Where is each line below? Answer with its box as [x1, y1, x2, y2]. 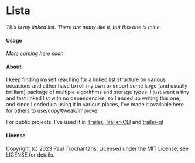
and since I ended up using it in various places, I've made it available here [6, 101, 184, 108]
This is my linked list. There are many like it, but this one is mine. [6, 23, 162, 30]
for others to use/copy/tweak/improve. [6, 107, 99, 115]
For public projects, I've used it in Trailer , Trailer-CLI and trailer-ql [6, 119, 163, 126]
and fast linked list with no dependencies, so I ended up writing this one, [6, 95, 181, 102]
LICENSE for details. [6, 151, 55, 158]
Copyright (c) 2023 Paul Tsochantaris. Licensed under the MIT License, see [6, 145, 189, 152]
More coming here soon [6, 50, 64, 57]
